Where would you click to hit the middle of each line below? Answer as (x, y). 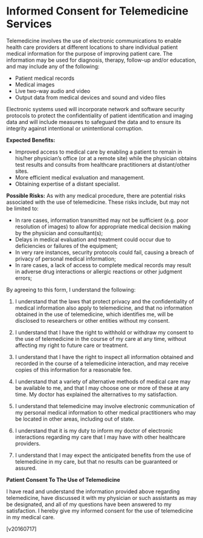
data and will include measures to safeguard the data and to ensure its (94, 122)
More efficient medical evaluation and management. (80, 177)
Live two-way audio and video (53, 91)
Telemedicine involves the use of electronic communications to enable (94, 41)
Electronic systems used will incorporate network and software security (96, 109)
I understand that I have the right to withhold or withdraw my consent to (104, 332)
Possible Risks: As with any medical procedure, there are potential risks (96, 195)
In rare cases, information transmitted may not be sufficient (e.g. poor (101, 220)
